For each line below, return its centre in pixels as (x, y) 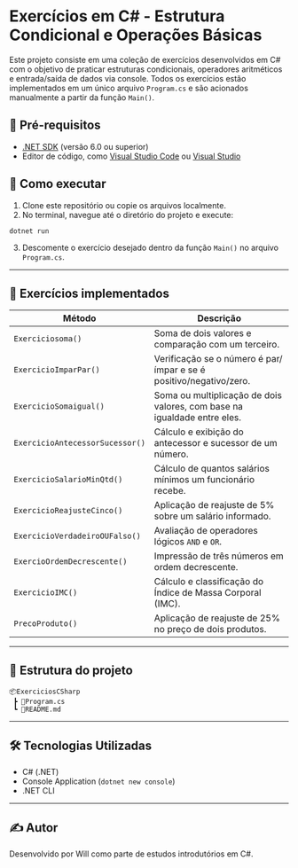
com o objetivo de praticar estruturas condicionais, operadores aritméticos (146, 69)
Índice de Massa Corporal (208, 593)
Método (79, 318)
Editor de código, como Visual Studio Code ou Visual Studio (131, 156)
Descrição (220, 318)
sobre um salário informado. (212, 516)
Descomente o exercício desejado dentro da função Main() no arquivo (150, 248)
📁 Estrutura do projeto (71, 670)
